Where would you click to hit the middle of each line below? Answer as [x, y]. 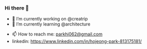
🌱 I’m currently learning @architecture [51, 24]
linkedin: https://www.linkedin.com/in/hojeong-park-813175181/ [77, 41]
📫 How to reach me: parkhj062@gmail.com [57, 34]
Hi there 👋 [17, 8]
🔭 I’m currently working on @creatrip [50, 19]
